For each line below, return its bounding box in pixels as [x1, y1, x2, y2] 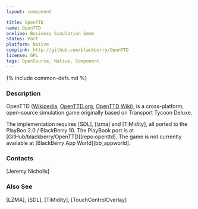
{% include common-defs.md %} [6, 74, 87, 81]
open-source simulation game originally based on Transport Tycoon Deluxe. [6, 109, 193, 116]
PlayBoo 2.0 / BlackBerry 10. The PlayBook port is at [6, 126, 134, 134]
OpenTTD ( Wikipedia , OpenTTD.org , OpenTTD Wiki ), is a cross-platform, [6, 102, 184, 110]
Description [6, 89, 41, 97]
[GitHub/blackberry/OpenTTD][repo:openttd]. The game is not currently [6, 133, 182, 140]
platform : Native [6, 42, 49, 47]
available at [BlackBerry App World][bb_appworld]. [6, 139, 131, 146]
